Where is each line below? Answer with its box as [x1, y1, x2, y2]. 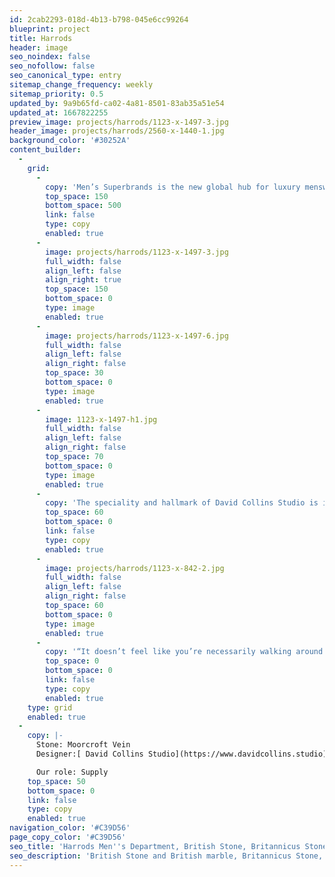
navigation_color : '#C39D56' [9, 823, 131, 833]
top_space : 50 [27, 776, 86, 786]
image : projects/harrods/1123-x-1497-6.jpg [45, 331, 229, 341]
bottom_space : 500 [45, 201, 122, 211]
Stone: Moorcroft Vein [35, 740, 131, 750]
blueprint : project [9, 24, 91, 34]
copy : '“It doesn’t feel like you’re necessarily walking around [45, 647, 324, 657]
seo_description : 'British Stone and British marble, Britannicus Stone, [9, 851, 324, 861]
